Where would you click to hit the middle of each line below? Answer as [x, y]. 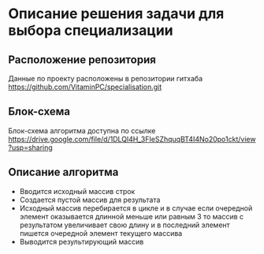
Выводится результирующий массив [82, 241]
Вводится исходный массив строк [77, 191]
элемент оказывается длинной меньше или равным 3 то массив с [132, 216]
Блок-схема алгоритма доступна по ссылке [82, 130]
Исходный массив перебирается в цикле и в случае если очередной [136, 208]
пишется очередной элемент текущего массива [101, 233]
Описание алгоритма [63, 172]
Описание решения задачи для [116, 14]
